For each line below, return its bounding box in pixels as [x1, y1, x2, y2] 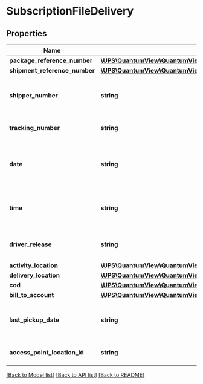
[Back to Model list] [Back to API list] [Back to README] [6, 371, 145, 379]
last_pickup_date [9, 316, 59, 324]
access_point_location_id [9, 348, 85, 356]
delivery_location [9, 271, 60, 279]
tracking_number [9, 124, 60, 132]
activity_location [9, 261, 59, 270]
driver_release [9, 240, 52, 249]
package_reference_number [9, 56, 92, 65]
